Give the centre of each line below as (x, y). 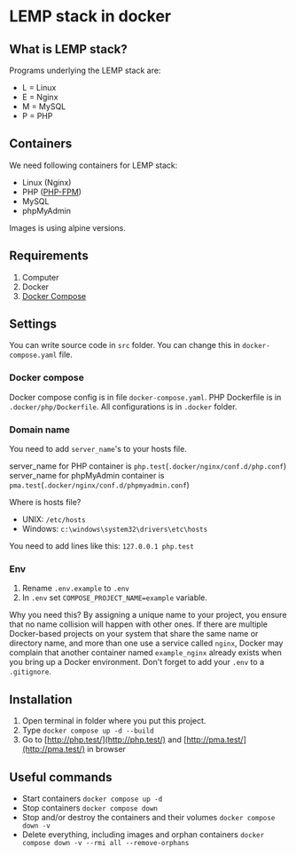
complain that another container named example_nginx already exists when (145, 653)
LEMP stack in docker (90, 16)
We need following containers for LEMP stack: (93, 165)
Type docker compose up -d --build (88, 731)
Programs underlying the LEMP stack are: (85, 70)
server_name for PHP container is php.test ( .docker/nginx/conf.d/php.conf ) (148, 466)
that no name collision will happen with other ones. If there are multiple (139, 624)
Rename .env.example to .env (76, 589)
